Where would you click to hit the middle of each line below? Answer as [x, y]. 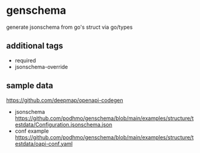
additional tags [35, 46]
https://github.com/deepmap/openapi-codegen [65, 100]
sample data [30, 85]
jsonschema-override [41, 67]
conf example [32, 131]
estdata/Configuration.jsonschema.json [63, 124]
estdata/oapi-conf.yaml [44, 143]
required [25, 60]
